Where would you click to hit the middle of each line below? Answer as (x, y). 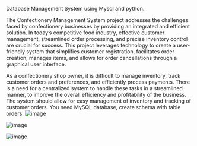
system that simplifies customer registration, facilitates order (101, 52)
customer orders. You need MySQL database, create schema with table (93, 107)
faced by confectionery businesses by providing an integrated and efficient (98, 26)
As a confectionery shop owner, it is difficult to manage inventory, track (93, 76)
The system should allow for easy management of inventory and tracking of (99, 101)
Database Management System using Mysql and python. (75, 9)
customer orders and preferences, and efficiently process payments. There (98, 82)
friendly (16, 52)
